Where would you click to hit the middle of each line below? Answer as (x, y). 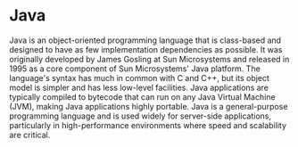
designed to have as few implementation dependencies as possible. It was (146, 49)
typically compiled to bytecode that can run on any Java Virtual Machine (142, 97)
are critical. (30, 135)
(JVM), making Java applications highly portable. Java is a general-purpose (149, 106)
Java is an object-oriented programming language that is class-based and (145, 40)
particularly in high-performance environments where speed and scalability (148, 125)
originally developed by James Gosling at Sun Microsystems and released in (149, 59)
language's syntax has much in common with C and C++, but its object (140, 78)
